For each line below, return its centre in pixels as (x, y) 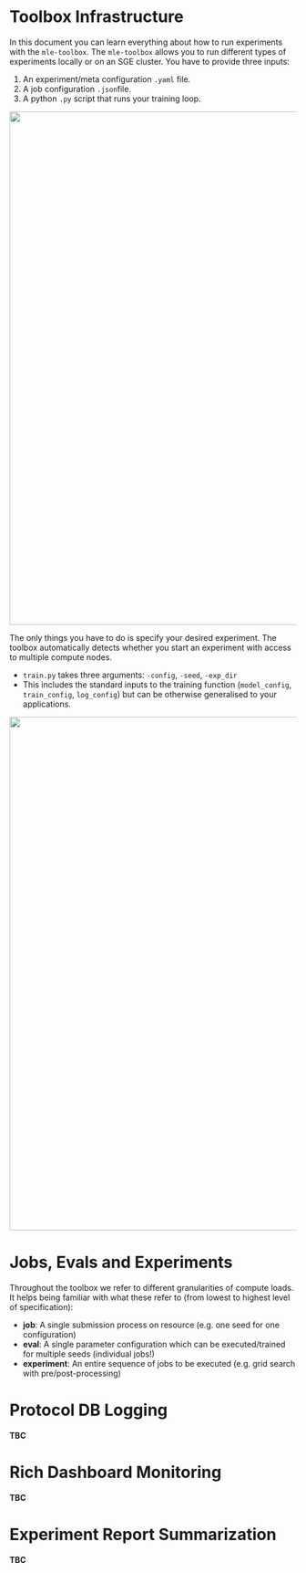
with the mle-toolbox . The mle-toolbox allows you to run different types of (148, 51)
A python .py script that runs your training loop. (112, 99)
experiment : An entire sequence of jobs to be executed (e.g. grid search (159, 1363)
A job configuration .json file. (77, 89)
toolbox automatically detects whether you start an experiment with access (150, 647)
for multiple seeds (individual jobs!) (88, 1354)
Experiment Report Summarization (143, 1534)
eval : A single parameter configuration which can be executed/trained (154, 1344)
